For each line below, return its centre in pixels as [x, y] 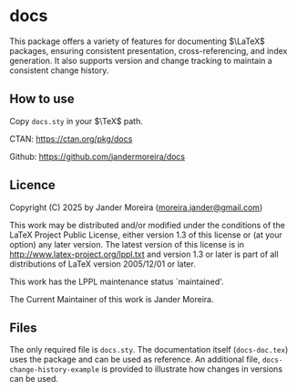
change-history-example [55, 370]
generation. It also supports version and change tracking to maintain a [141, 60]
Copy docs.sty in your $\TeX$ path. [77, 121]
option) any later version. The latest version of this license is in [127, 244]
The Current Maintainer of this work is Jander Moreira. [112, 299]
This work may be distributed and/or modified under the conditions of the [147, 225]
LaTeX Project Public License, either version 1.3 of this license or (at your [146, 235]
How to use [42, 99]
